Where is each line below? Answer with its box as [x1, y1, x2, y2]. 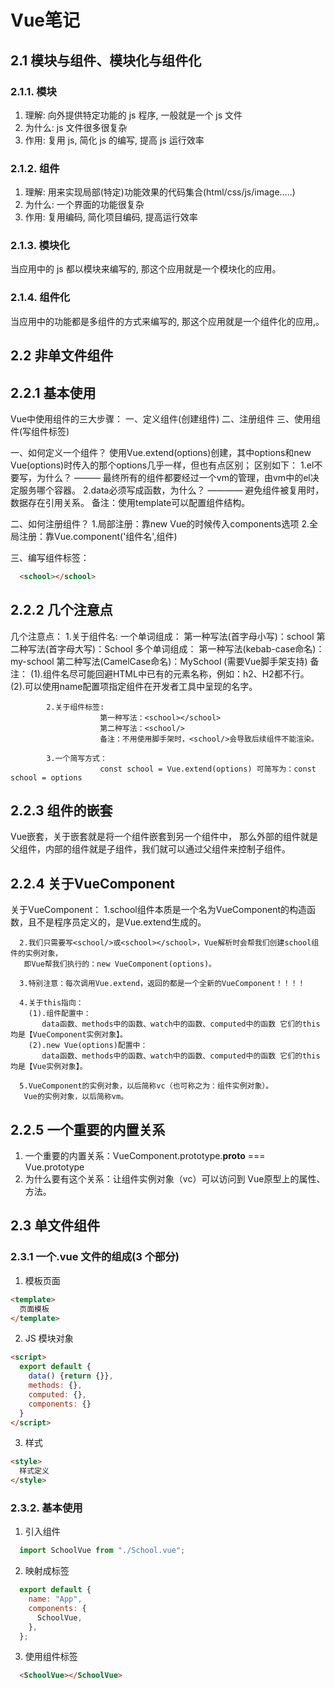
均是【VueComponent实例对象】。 [10, 1030, 128, 1040]
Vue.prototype [24, 1161, 85, 1173]
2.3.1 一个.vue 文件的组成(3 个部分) [10, 1250, 180, 1264]
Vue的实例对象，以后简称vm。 [23, 1092, 129, 1102]
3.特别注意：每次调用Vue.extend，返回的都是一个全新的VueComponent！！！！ [19, 979, 306, 989]
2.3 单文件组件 [10, 1217, 101, 1235]
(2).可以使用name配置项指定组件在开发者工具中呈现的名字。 [10, 680, 258, 692]
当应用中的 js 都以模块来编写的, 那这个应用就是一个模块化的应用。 [10, 263, 282, 275]
